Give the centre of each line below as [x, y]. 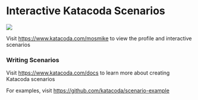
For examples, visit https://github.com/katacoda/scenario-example [88, 91]
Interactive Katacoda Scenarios [86, 11]
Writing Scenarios [33, 60]
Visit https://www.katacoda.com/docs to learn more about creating [88, 73]
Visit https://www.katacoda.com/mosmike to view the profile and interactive [99, 38]
